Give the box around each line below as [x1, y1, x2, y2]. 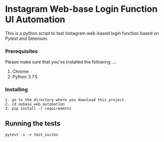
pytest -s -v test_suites [5, 132, 58, 138]
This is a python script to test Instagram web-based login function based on [5, 30, 159, 36]
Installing [5, 86, 28, 93]
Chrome [12, 69, 29, 74]
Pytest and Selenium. [5, 35, 48, 41]
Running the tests [5, 119, 61, 128]
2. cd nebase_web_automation [5, 102, 65, 106]
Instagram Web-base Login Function [5, 3, 158, 15]
